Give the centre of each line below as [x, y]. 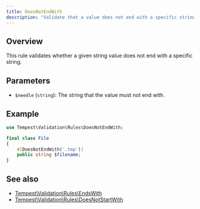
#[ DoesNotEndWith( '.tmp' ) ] [50, 149]
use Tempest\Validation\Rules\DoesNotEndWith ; [65, 127]
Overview [25, 41]
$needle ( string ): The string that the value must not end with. [90, 95]
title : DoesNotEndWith [34, 12]
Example [23, 114]
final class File [28, 138]
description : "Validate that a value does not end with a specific [92, 17]
